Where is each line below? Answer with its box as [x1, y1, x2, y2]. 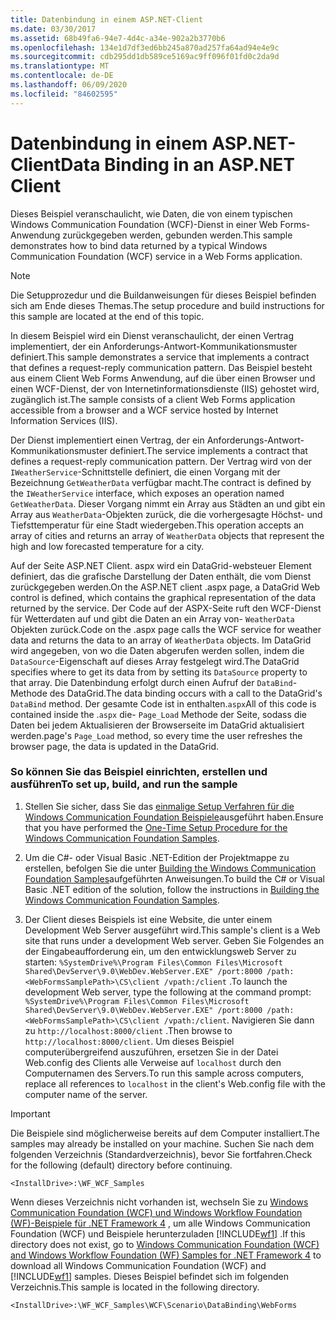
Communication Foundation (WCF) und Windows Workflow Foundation [10, 1206, 303, 1218]
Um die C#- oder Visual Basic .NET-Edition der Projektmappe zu [24, 851, 290, 863]
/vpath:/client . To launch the [163, 975, 288, 987]
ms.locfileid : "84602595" [10, 89, 118, 99]
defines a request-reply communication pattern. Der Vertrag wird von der [10, 455, 313, 467]
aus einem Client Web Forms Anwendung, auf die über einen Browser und [10, 372, 316, 384]
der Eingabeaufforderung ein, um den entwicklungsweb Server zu [24, 945, 297, 957]
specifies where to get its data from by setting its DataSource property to [10, 666, 308, 678]
